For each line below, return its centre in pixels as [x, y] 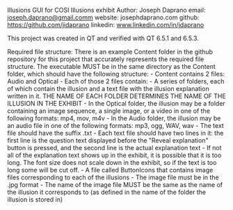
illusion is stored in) [35, 200]
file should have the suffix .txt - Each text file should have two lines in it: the [115, 133]
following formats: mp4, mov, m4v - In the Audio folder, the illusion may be [114, 118]
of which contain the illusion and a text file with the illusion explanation [109, 89]
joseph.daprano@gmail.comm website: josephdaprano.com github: [103, 17]
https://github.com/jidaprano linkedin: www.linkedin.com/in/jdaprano [106, 25]
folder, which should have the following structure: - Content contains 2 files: [116, 74]
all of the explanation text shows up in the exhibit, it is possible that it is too [114, 155]
